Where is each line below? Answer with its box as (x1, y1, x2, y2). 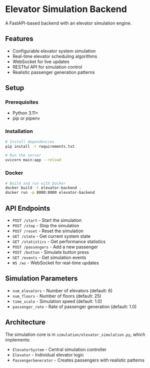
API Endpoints (5, 204, 50, 212)
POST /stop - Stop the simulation (12, 222, 79, 228)
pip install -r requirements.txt (5, 144, 75, 149)
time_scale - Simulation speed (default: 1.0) (12, 298, 102, 304)
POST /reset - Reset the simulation (12, 228, 84, 234)
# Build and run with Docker (5, 181, 66, 186)
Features (5, 35, 33, 43)
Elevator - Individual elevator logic (12, 351, 84, 357)
